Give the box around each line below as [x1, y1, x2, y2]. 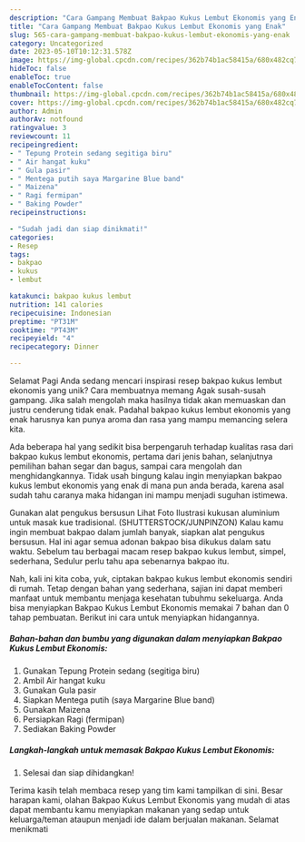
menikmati [9, 823, 48, 834]
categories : [9, 233, 54, 242]
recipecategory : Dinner [9, 342, 100, 351]
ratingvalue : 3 [9, 124, 67, 133]
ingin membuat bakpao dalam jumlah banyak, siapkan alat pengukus [9, 527, 265, 537]
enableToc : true [9, 73, 71, 82]
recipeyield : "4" [9, 334, 75, 343]
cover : [9, 97, 34, 107]
